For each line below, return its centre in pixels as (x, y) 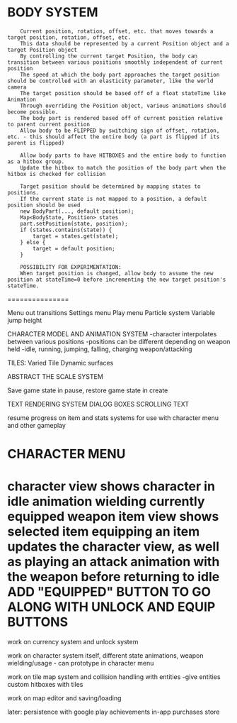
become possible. (33, 112)
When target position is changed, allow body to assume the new (117, 273)
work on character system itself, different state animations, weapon (105, 656)
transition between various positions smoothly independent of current (115, 62)
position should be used (44, 205)
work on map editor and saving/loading (64, 698)
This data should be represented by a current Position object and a (125, 43)
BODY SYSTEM (53, 12)
